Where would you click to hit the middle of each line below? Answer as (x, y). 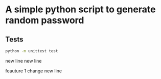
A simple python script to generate (80, 9)
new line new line (24, 61)
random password (45, 20)
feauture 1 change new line (34, 71)
